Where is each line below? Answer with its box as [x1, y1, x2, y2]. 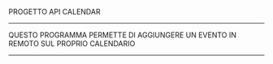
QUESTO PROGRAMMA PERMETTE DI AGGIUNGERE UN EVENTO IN [8, 30, 237, 40]
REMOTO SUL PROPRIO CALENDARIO [8, 39, 136, 48]
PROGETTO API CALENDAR [8, 7, 101, 16]
